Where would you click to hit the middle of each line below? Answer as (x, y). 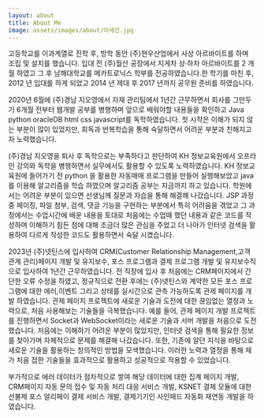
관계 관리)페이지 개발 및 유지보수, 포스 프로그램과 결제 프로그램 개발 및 (115, 262)
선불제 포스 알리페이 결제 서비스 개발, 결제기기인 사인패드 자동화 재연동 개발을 (127, 397)
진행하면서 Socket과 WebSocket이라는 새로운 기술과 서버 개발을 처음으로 (129, 321)
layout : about (32, 15)
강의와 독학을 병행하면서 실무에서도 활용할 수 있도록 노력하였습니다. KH (125, 166)
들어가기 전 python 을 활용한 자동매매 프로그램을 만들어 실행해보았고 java (141, 176)
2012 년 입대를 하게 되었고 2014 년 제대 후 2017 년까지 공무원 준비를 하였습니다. (131, 83)
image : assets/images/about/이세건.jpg (71, 30)
